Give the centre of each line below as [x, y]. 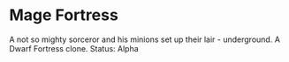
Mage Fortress [64, 15]
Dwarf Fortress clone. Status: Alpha [74, 48]
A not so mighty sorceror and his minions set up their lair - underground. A [145, 39]
